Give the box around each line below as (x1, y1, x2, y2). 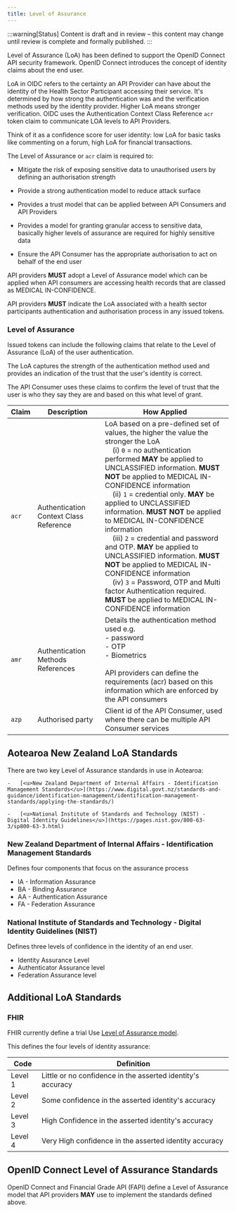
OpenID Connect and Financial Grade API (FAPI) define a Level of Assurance (7, 1182, 228, 1191)
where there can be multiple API (105, 714, 211, 724)
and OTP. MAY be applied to (105, 542, 199, 551)
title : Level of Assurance (7, 10, 86, 18)
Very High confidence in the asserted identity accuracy (41, 1136, 223, 1146)
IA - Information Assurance (17, 877, 96, 886)
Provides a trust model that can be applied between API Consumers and (17, 200, 227, 208)
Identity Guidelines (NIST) (7, 926, 98, 936)
